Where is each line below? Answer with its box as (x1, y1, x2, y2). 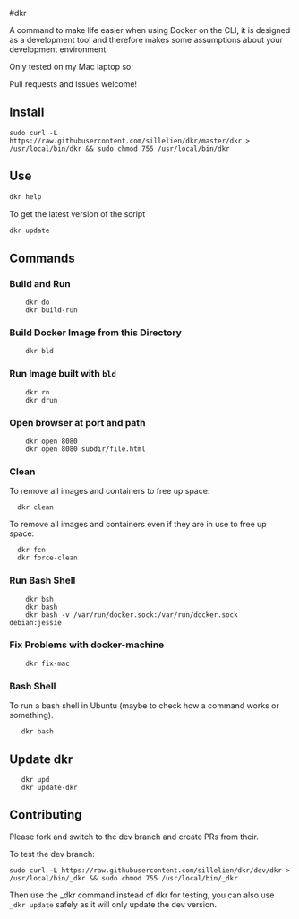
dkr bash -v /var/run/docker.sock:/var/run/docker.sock (25, 610, 239, 620)
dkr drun (25, 395, 58, 404)
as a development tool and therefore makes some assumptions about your (9, 35, 284, 45)
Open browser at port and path (9, 416, 146, 429)
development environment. (9, 44, 109, 55)
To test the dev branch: (9, 848, 96, 859)
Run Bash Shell (9, 574, 76, 586)
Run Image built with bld (9, 368, 116, 380)
